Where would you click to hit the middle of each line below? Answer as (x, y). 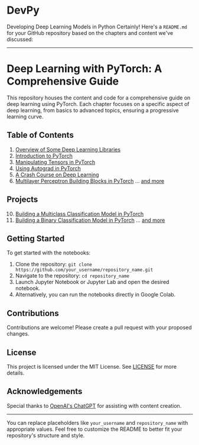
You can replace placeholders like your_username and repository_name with (97, 423)
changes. (18, 334)
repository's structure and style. (46, 435)
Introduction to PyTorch (44, 156)
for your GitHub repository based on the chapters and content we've (90, 33)
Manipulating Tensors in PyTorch (55, 162)
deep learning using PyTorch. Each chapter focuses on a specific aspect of (98, 104)
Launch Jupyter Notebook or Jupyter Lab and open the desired (92, 282)
